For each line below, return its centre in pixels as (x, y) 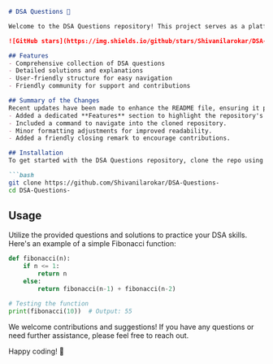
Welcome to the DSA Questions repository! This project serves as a (127, 26)
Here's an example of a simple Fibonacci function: (92, 244)
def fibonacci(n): (39, 259)
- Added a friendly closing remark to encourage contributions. (119, 138)
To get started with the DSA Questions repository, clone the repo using (136, 161)
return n (52, 274)
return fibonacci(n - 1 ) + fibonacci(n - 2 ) (107, 288)
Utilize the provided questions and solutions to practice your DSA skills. (128, 235)
